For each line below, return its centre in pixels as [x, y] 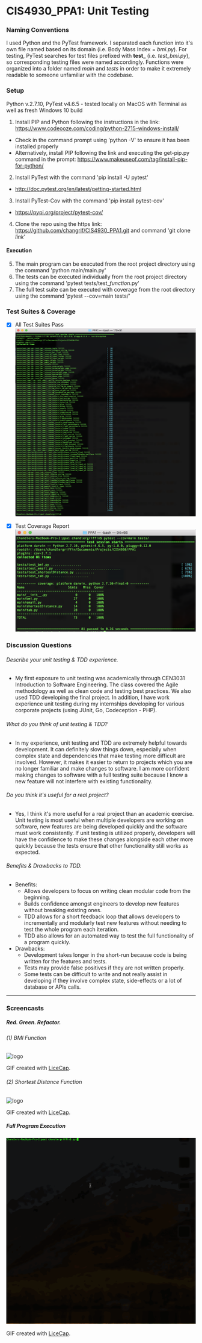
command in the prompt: [45, 159]
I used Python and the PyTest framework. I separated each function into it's [100, 43]
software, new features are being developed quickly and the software [101, 826]
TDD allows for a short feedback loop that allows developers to [102, 916]
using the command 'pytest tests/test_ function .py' [77, 283]
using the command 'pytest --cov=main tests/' [72, 296]
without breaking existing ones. [63, 910]
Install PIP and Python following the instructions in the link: [87, 122]
